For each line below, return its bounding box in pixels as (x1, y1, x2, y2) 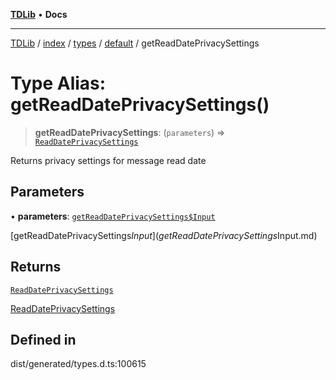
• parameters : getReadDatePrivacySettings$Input (10, 210, 216, 222)
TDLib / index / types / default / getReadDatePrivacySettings (10, 37, 260, 49)
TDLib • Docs (10, 9, 68, 20)
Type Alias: (10, 72, 107, 95)
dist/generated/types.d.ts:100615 (10, 358, 147, 370)
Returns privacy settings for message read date (10, 154, 207, 166)
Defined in (10, 331, 77, 348)
